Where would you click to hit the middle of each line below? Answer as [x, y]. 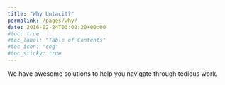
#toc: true [23, 34]
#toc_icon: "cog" [33, 47]
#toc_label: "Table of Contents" [57, 40]
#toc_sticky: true [34, 54]
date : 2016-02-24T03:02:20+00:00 [57, 27]
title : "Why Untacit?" [41, 14]
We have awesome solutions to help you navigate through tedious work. [112, 73]
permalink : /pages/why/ [43, 21]
